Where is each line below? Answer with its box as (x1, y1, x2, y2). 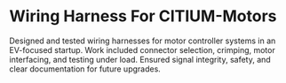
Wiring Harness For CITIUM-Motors (9, 6, 277, 26)
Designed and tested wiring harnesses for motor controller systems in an (9, 35, 276, 46)
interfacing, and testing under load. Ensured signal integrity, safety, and (9, 54, 271, 64)
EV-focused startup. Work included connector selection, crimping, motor (9, 44, 275, 55)
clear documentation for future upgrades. (9, 64, 162, 74)
